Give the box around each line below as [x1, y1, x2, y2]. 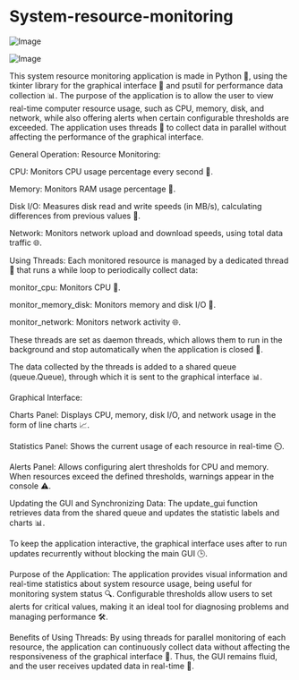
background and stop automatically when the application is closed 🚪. [9, 344, 264, 354]
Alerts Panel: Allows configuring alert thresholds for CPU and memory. [9, 461, 269, 472]
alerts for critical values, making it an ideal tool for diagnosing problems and [9, 601, 289, 612]
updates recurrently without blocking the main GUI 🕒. [9, 548, 209, 558]
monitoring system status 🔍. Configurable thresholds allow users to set [9, 588, 273, 599]
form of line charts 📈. [9, 419, 90, 430]
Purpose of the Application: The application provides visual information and [9, 568, 288, 579]
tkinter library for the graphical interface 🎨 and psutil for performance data [9, 80, 284, 90]
